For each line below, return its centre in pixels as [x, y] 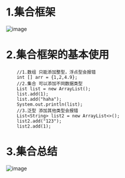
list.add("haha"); [39, 99]
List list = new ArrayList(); [54, 89]
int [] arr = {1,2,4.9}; [47, 77]
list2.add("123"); [39, 121]
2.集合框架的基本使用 [57, 55]
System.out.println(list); [50, 104]
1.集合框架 [31, 12]
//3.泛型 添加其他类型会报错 [47, 110]
